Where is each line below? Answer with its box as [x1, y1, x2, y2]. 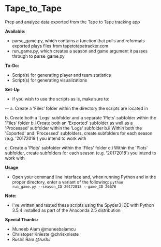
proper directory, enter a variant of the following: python [12, 179, 123, 185]
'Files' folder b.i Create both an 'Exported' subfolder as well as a [5, 120, 133, 126]
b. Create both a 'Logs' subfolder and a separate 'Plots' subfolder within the [5, 115, 156, 120]
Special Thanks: [5, 216, 39, 222]
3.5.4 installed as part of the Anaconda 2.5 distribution [12, 207, 121, 213]
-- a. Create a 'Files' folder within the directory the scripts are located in [5, 105, 148, 111]
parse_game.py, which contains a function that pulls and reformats [12, 37, 145, 44]
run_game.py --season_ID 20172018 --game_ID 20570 [12, 184, 117, 189]
